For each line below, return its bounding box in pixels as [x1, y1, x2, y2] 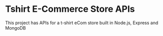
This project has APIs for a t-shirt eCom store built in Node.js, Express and [5, 20, 158, 26]
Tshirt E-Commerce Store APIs [5, 3, 135, 15]
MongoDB [5, 25, 26, 31]
